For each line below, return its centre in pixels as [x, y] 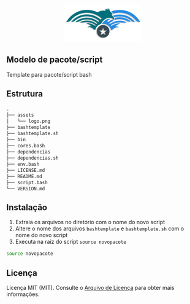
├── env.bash [23, 164]
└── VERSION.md [26, 189]
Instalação [27, 208]
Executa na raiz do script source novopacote [71, 242]
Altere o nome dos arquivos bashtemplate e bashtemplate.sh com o [100, 228]
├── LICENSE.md [26, 170]
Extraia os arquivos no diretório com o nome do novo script [90, 222]
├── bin [16, 139]
